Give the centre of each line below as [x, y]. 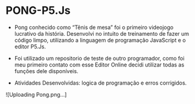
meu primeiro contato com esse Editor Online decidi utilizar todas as [99, 65]
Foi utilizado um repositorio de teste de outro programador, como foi [99, 58]
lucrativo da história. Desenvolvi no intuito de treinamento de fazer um [102, 33]
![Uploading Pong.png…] [36, 94]
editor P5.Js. [30, 47]
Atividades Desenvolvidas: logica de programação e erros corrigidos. [101, 83]
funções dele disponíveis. [46, 71]
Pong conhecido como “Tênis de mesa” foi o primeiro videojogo [94, 27]
